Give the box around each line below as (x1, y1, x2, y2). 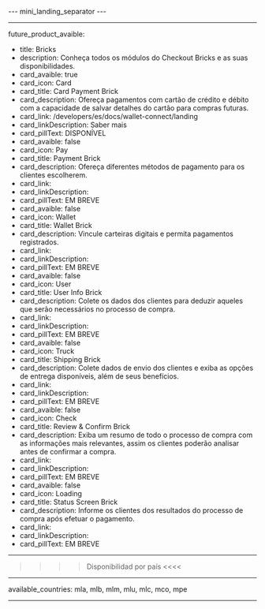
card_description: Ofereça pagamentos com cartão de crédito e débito (19, 95, 249, 104)
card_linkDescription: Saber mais (19, 120, 128, 129)
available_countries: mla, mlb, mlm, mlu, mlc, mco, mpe (8, 585, 188, 594)
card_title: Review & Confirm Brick (19, 422, 130, 431)
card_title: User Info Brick (19, 288, 103, 297)
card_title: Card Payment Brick (19, 87, 118, 95)
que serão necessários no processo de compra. (19, 304, 176, 314)
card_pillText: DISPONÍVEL (19, 129, 106, 137)
